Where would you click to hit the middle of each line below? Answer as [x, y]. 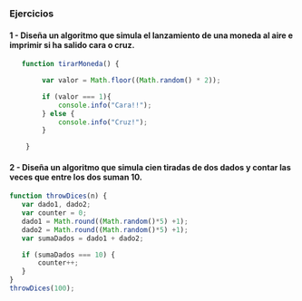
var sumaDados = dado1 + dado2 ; [83, 238]
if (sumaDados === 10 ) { [68, 255]
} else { [58, 113]
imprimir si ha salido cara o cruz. [72, 44]
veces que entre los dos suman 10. [76, 177]
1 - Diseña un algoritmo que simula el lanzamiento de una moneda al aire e [151, 35]
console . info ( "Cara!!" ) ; [105, 105]
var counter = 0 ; [54, 213]
